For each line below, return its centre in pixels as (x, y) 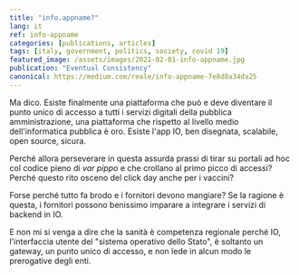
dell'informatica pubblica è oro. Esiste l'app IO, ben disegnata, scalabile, (144, 131)
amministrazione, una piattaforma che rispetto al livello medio (124, 121)
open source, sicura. (48, 140)
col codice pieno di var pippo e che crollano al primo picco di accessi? (141, 167)
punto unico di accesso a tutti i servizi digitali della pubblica (121, 112)
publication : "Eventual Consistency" (81, 69)
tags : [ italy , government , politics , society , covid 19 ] (119, 52)
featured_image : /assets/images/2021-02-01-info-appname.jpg (127, 60)
